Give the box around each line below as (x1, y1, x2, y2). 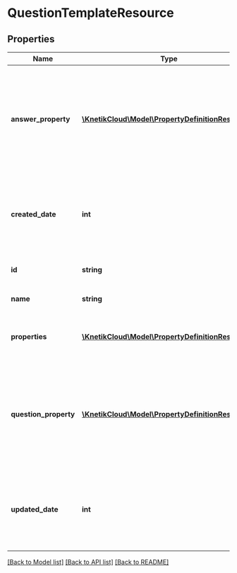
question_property (11, 409, 75, 419)
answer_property (11, 114, 71, 124)
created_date (11, 209, 56, 219)
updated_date (11, 505, 59, 514)
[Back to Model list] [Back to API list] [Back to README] (7, 558, 169, 566)
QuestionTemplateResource (7, 5, 174, 21)
